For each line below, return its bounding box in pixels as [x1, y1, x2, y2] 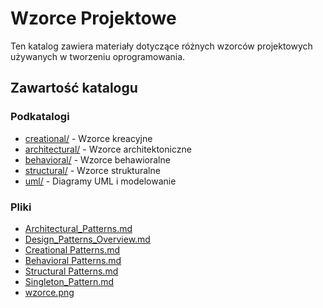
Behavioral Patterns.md [24, 254, 122, 266]
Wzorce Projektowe [10, 7, 177, 30]
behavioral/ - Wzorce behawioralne [24, 153, 171, 166]
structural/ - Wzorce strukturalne [24, 164, 161, 176]
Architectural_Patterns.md [24, 222, 133, 234]
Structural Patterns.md [24, 265, 119, 277]
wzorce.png [24, 286, 75, 298]
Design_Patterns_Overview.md [24, 233, 151, 245]
